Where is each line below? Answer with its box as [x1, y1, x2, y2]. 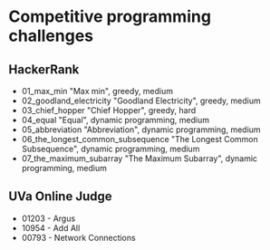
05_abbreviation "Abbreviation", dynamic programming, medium [21, 124, 261, 135]
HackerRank [8, 62, 80, 77]
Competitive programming [8, 6, 212, 27]
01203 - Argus [21, 213, 76, 224]
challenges [8, 25, 94, 46]
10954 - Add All [21, 222, 81, 233]
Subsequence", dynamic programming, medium [21, 143, 200, 154]
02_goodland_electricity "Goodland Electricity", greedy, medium [21, 95, 262, 106]
